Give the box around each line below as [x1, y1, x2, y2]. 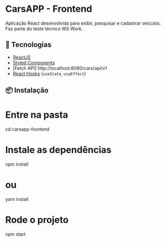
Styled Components [12, 60, 55, 66]
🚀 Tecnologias [5, 41, 52, 49]
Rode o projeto [5, 214, 69, 226]
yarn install [5, 196, 29, 202]
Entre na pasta [5, 109, 68, 121]
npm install [5, 161, 29, 167]
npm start [5, 231, 26, 237]
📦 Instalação [5, 86, 49, 95]
